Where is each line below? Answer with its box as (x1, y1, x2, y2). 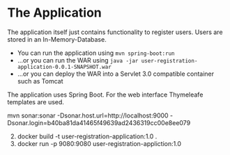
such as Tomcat (17, 76, 64, 85)
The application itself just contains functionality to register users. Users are (7, 28, 223, 36)
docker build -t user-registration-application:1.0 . (17, 132, 158, 140)
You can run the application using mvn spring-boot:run (17, 49, 175, 57)
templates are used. (7, 97, 65, 106)
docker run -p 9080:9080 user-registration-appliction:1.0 (17, 139, 182, 147)
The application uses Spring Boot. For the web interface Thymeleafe (7, 90, 204, 99)
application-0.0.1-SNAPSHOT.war (17, 63, 112, 70)
